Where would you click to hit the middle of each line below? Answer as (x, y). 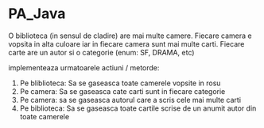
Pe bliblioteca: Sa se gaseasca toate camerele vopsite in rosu (120, 83)
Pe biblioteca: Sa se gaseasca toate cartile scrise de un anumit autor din (138, 108)
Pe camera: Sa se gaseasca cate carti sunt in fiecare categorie (122, 91)
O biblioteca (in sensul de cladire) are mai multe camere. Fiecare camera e (130, 36)
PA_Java (37, 14)
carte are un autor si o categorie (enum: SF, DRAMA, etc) (101, 52)
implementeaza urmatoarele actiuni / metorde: (84, 67)
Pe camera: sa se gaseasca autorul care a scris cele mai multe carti (130, 100)
